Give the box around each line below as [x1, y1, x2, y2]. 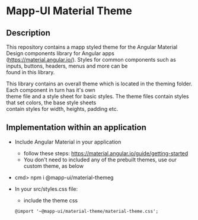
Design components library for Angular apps [6, 50, 114, 57]
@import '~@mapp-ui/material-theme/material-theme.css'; [14, 208, 159, 214]
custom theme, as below [23, 162, 84, 170]
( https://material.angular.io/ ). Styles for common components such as [6, 56, 176, 63]
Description [6, 28, 50, 38]
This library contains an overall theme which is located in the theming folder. [6, 80, 193, 87]
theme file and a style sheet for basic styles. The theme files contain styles [6, 93, 189, 100]
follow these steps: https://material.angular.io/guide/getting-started [23, 149, 189, 157]
